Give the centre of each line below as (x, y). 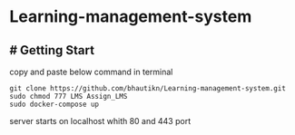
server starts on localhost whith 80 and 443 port (100, 121)
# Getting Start (52, 50)
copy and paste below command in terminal (91, 72)
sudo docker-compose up (54, 104)
